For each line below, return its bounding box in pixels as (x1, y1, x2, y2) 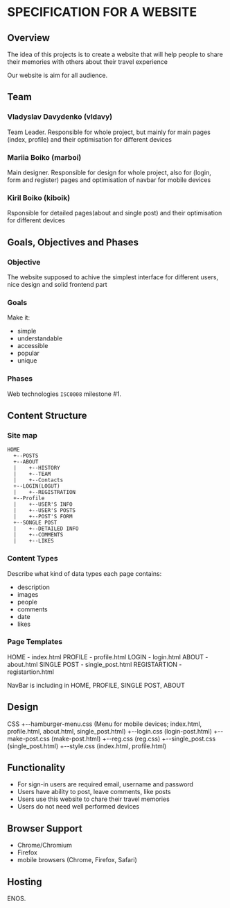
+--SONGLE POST (13, 519, 57, 527)
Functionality (7, 762, 66, 774)
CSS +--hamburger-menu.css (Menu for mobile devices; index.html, (7, 720, 202, 728)
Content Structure (7, 409, 87, 421)
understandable (17, 334, 63, 342)
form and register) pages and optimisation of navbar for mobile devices (7, 175, 211, 184)
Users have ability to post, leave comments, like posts (17, 788, 171, 796)
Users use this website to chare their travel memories (17, 795, 170, 803)
